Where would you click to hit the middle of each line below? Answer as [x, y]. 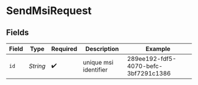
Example [158, 49]
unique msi [98, 62]
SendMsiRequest [49, 11]
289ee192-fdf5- [152, 59]
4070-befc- [145, 66]
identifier [95, 70]
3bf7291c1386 [149, 73]
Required [64, 49]
